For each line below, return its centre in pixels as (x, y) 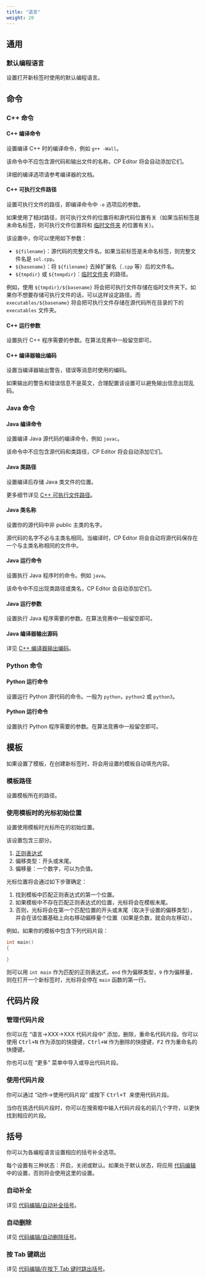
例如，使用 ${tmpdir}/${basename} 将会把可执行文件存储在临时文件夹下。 (99, 287)
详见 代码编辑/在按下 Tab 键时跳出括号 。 (57, 1269)
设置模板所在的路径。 (33, 795)
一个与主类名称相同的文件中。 (44, 545)
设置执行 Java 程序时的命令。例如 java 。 (58, 576)
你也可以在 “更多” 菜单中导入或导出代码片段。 (64, 1063)
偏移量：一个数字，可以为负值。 (55, 869)
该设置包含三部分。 (31, 840)
